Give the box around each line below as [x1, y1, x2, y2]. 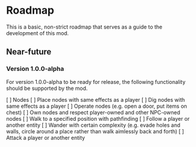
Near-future [6, 47, 52, 57]
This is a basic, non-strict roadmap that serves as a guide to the [6, 23, 163, 30]
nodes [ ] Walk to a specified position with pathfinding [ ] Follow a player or [6, 115, 190, 122]
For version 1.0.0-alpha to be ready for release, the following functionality [6, 78, 186, 85]
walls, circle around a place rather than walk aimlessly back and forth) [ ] [6, 127, 184, 135]
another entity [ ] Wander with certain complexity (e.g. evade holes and [6, 121, 181, 129]
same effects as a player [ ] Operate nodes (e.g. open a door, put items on [6, 102, 187, 110]
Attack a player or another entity [6, 134, 85, 141]
